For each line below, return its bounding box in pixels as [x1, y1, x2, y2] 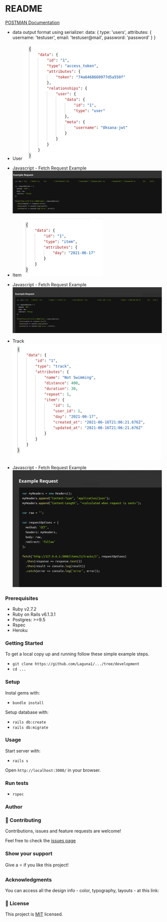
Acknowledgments [5, 876, 52, 883]
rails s [12, 758, 28, 763]
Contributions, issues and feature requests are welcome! [5, 828, 121, 834]
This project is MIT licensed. [5, 911, 63, 918]
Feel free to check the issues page [5, 838, 76, 844]
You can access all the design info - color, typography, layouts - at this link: [5, 887, 159, 893]
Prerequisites [5, 594, 38, 601]
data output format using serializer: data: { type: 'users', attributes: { [12, 29, 152, 35]
